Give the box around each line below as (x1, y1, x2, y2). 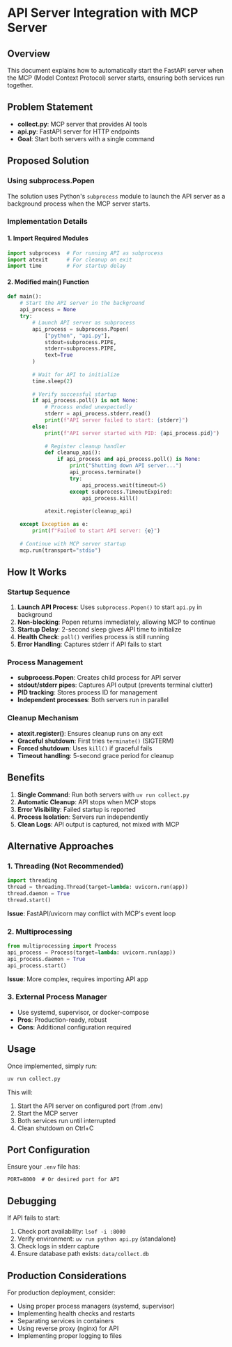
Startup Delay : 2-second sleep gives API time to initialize (17, 625, 182, 634)
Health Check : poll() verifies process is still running (17, 633, 169, 641)
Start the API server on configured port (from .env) (17, 1102, 164, 1110)
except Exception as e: (20, 521, 89, 528)
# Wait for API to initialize (32, 371, 120, 378)
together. (7, 81, 33, 89)
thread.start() (7, 897, 52, 904)
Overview (7, 48, 51, 59)
